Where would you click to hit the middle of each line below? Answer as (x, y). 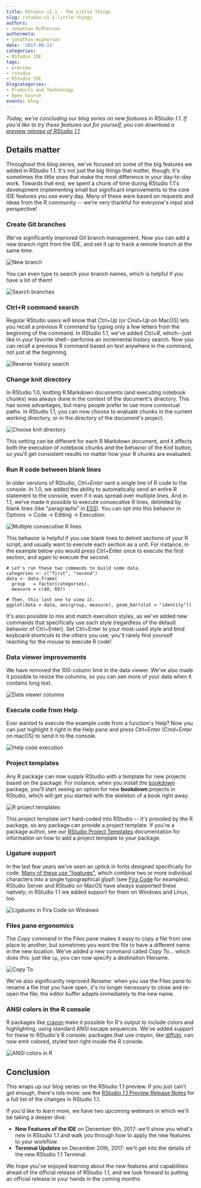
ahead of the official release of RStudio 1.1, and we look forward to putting (97, 1172)
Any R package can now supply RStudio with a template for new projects (96, 776)
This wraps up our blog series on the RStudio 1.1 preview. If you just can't (96, 1086)
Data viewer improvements (46, 657)
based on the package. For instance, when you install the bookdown (91, 783)
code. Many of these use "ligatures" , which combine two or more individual (99, 873)
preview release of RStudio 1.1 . (44, 131)
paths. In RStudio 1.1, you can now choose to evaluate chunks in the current (99, 411)
